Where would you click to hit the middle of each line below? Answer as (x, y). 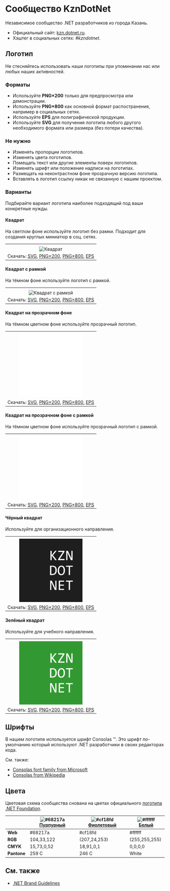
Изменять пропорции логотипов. (48, 152)
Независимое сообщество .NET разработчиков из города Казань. (77, 23)
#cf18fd (88, 832)
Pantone (16, 854)
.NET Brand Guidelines (36, 883)
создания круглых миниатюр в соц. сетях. (51, 236)
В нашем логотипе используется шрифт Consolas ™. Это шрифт (73, 739)
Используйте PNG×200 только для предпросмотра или (73, 96)
